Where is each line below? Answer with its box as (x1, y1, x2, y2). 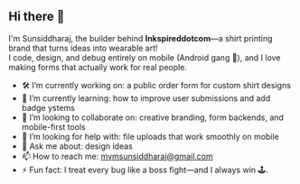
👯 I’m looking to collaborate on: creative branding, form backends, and (21, 112, 284, 123)
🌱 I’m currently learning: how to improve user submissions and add (21, 92, 271, 104)
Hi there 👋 (8, 9, 65, 24)
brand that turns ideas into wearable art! (8, 42, 159, 53)
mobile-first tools (21, 121, 87, 132)
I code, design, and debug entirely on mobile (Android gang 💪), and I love (8, 51, 281, 63)
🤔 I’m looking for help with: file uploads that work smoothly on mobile (21, 131, 279, 142)
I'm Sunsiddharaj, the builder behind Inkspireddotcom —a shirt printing (8, 32, 273, 43)
